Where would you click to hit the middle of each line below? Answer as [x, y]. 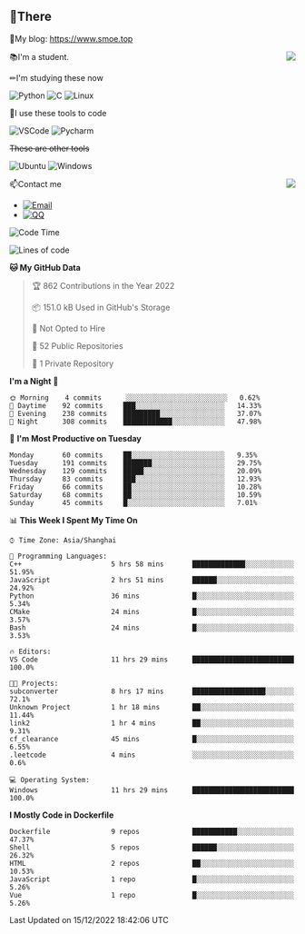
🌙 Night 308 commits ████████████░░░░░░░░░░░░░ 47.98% [135, 422]
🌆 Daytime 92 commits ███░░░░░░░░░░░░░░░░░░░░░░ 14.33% [135, 405]
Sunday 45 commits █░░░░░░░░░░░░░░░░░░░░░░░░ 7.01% [133, 502]
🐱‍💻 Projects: [34, 683]
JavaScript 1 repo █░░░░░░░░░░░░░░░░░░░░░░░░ [152, 879]
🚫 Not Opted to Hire [69, 328]
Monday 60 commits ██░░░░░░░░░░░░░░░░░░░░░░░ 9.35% [133, 455]
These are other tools [49, 148]
